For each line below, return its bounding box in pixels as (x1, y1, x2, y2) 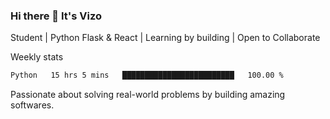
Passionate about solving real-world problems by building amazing (10, 89, 286, 101)
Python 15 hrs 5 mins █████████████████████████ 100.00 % (10, 70, 284, 81)
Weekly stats (10, 51, 64, 63)
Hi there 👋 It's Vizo (10, 9, 102, 23)
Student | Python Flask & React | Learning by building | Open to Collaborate (10, 32, 321, 44)
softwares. (10, 99, 55, 111)
